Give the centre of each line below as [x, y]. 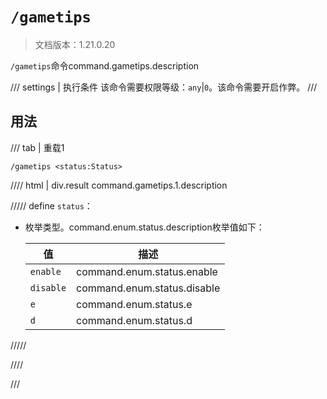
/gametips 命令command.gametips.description [105, 65]
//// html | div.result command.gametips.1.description [119, 185]
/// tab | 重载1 [37, 147]
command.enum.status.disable [148, 288]
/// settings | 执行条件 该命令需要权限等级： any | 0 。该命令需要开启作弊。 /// [164, 87]
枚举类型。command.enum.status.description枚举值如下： [144, 227]
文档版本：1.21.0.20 [75, 44]
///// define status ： [51, 205]
